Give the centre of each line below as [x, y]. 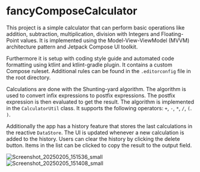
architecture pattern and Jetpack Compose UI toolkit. [72, 47]
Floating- [172, 34]
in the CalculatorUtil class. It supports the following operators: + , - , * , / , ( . [99, 108]
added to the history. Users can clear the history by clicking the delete [93, 138]
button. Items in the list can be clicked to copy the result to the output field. [99, 145]
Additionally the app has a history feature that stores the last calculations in [99, 126]
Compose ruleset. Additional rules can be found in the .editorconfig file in [98, 71]
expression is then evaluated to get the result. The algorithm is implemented [100, 102]
